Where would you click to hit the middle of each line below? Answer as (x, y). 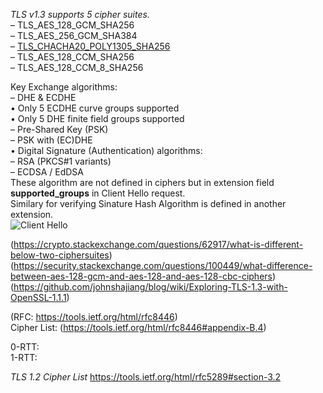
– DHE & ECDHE (43, 97)
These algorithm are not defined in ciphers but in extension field (142, 182)
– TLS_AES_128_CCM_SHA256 (72, 57)
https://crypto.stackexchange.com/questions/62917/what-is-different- (158, 244)
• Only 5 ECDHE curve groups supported (95, 108)
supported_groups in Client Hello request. (98, 193)
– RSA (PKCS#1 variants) (61, 161)
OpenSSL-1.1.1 (38, 297)
